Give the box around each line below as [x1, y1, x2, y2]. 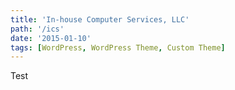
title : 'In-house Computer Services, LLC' [10, 14, 190, 25]
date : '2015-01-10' [10, 33, 92, 43]
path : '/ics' [10, 24, 65, 34]
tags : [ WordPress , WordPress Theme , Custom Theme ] [10, 42, 226, 53]
